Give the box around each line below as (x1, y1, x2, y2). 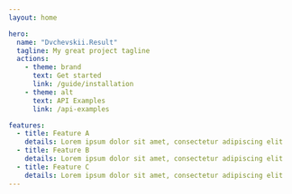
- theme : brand (24, 63, 82, 72)
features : (8, 120, 46, 130)
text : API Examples (32, 96, 105, 105)
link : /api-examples (32, 104, 110, 113)
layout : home (8, 13, 58, 22)
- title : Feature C (16, 163, 90, 172)
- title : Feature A (16, 129, 90, 138)
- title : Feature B (16, 145, 90, 155)
